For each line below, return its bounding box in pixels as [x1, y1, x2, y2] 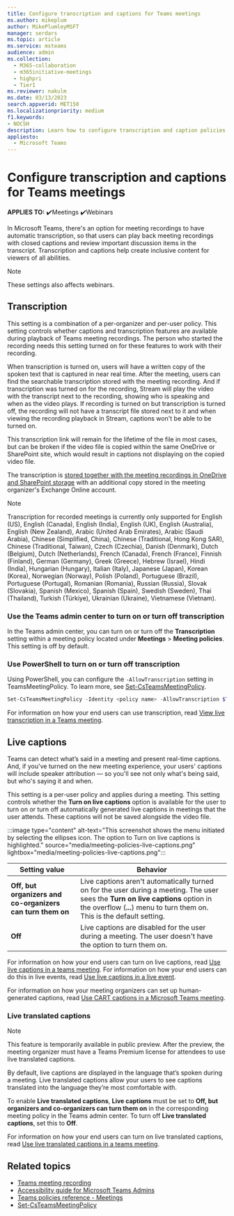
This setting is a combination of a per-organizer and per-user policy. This [7, 319, 217, 327]
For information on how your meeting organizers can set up [7, 986, 178, 995]
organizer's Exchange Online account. [7, 485, 117, 494]
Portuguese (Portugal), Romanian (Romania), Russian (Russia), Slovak [7, 579, 208, 587]
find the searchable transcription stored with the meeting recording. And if [7, 377, 221, 385]
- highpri [13, 75, 42, 82]
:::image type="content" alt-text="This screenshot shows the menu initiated [7, 826, 225, 834]
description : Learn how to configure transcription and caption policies [7, 127, 226, 134]
